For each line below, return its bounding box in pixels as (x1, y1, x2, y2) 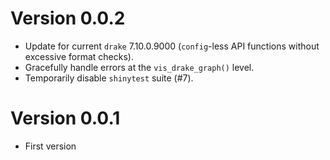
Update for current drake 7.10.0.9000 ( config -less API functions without (24, 40, 320, 52)
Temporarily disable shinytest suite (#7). (24, 72, 194, 84)
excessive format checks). (24, 50, 134, 62)
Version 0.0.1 (10, 107, 121, 130)
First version (24, 140, 77, 152)
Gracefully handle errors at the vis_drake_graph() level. (24, 61, 255, 73)
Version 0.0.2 (10, 7, 126, 30)
